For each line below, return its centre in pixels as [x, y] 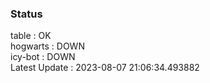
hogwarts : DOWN [47, 46]
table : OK [31, 36]
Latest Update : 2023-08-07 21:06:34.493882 [105, 68]
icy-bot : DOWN [43, 57]
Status [26, 14]
